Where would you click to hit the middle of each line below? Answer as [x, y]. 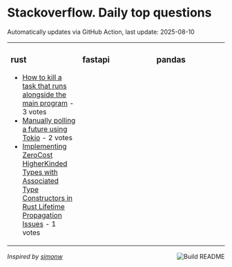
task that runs [45, 86]
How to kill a [42, 77]
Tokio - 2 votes [47, 137]
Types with [40, 172]
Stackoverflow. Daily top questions [109, 13]
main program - [48, 103]
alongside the [45, 95]
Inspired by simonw [35, 256]
